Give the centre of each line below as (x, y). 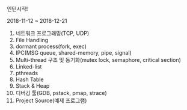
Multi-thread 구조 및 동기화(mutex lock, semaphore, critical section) (98, 60)
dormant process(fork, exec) (51, 46)
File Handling (32, 40)
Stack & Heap (32, 86)
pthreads (27, 73)
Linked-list (29, 67)
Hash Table (29, 79)
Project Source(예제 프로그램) (51, 100)
